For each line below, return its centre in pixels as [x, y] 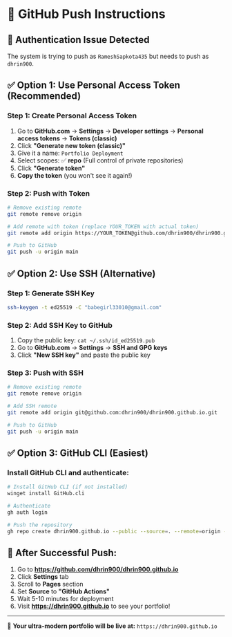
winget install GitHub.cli [46, 494]
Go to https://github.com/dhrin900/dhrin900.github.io [98, 569]
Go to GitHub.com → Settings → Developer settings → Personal [110, 131]
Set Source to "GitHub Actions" [64, 591]
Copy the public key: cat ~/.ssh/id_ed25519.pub [86, 340]
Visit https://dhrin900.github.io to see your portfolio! [94, 606]
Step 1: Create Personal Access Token [72, 116]
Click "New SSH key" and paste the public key [84, 355]
